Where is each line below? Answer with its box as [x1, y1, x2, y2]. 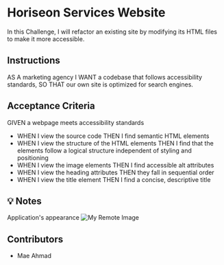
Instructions [7, 55, 60, 67]
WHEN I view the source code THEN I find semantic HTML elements [16, 132, 210, 140]
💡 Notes [7, 195, 42, 207]
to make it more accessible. [7, 34, 85, 43]
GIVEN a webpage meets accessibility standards [7, 118, 145, 126]
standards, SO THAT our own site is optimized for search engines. [7, 80, 194, 89]
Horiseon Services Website [7, 5, 166, 21]
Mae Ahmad [16, 252, 52, 260]
